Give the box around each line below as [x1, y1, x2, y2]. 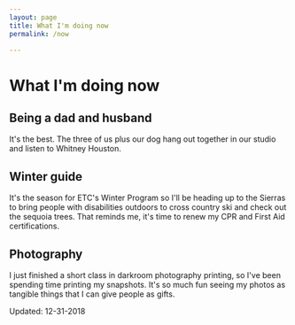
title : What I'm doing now [9, 21, 109, 30]
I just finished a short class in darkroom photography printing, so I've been [9, 270, 282, 280]
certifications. [9, 221, 60, 231]
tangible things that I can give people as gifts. [9, 289, 175, 299]
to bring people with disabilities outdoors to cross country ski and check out [9, 202, 287, 213]
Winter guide [9, 169, 82, 184]
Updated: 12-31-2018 [9, 306, 86, 316]
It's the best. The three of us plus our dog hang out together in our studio [9, 134, 276, 144]
